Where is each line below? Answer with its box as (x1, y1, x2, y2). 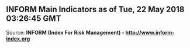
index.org (6, 35, 30, 42)
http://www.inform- (125, 29, 175, 36)
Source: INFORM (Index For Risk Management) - (6, 29, 125, 36)
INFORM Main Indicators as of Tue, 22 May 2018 (6, 5, 185, 14)
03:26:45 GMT (6, 14, 61, 24)
